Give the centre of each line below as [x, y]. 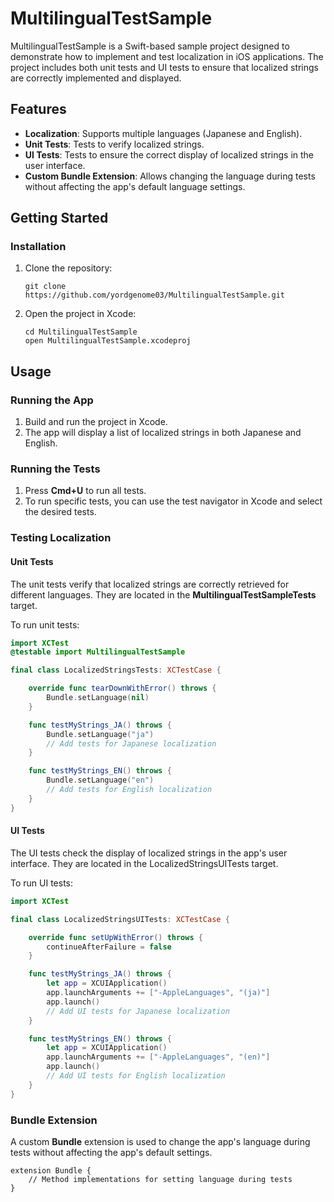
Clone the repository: [68, 268]
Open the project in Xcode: [80, 314]
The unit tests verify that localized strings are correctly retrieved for [150, 584]
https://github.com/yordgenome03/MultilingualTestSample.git [155, 295]
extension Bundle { [51, 1170]
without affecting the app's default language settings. [135, 186]
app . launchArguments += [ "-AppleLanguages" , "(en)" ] [158, 1057]
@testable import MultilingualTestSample [98, 652]
